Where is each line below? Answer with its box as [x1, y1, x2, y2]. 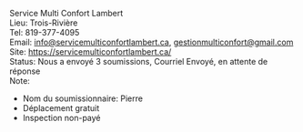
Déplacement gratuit [22, 103, 100, 113]
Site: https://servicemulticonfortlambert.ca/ [9, 46, 172, 57]
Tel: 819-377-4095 [9, 27, 80, 37]
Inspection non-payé [22, 113, 102, 123]
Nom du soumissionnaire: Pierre [22, 93, 144, 104]
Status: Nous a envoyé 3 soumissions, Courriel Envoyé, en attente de [9, 56, 268, 66]
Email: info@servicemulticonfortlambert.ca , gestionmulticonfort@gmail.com [9, 36, 294, 47]
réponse [9, 66, 41, 76]
